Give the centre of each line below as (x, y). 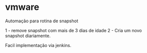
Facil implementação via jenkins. (38, 45)
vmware (22, 7)
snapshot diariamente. (28, 36)
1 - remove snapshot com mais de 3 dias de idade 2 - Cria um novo (73, 30)
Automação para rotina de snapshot (42, 21)
